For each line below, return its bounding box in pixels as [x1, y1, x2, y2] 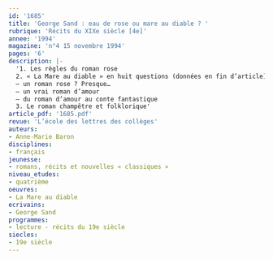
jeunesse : [8, 155, 42, 163]
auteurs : [8, 125, 38, 133]
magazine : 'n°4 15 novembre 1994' [8, 42, 126, 50]
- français [8, 148, 45, 156]
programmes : [8, 216, 49, 224]
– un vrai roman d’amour [15, 87, 100, 96]
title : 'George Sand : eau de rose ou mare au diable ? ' [8, 19, 209, 28]
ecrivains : [8, 201, 45, 209]
